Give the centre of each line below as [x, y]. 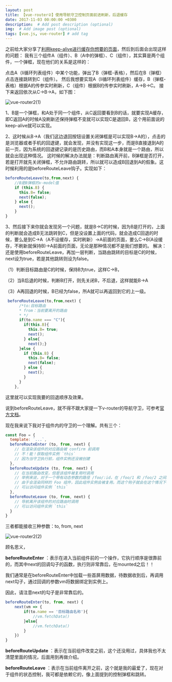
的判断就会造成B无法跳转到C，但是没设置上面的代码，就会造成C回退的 [80, 233]
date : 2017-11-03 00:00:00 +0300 [41, 19]
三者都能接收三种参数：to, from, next [44, 526]
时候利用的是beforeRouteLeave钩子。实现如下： [56, 168]
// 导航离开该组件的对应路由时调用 [47, 502]
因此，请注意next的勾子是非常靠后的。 [46, 592]
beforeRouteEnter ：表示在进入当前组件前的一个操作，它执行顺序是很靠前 [84, 558]
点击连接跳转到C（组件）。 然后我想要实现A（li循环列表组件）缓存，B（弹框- [86, 79]
